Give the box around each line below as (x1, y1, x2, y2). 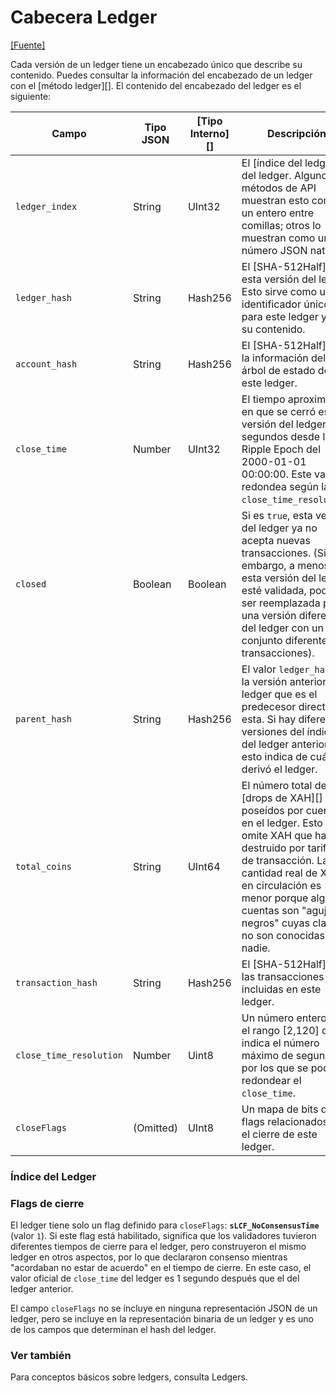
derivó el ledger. (241, 762, 318, 776)
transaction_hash (15, 977, 98, 988)
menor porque (241, 891, 309, 905)
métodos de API (241, 181, 317, 195)
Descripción (266, 126, 327, 140)
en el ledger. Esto (241, 816, 323, 830)
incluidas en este (241, 982, 322, 996)
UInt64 (187, 859, 221, 873)
